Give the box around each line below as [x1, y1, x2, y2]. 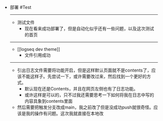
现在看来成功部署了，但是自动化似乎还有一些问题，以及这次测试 [24, 26, 154, 31]
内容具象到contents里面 [24, 98, 73, 104]
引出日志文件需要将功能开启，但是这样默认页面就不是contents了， [17, 67, 152, 73]
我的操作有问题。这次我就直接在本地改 [26, 111, 104, 116]
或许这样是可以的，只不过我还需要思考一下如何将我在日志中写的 [24, 92, 154, 98]
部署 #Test [9, 4, 32, 10]
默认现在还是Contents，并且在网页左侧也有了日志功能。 [24, 86, 138, 91]
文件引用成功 [24, 52, 51, 58]
